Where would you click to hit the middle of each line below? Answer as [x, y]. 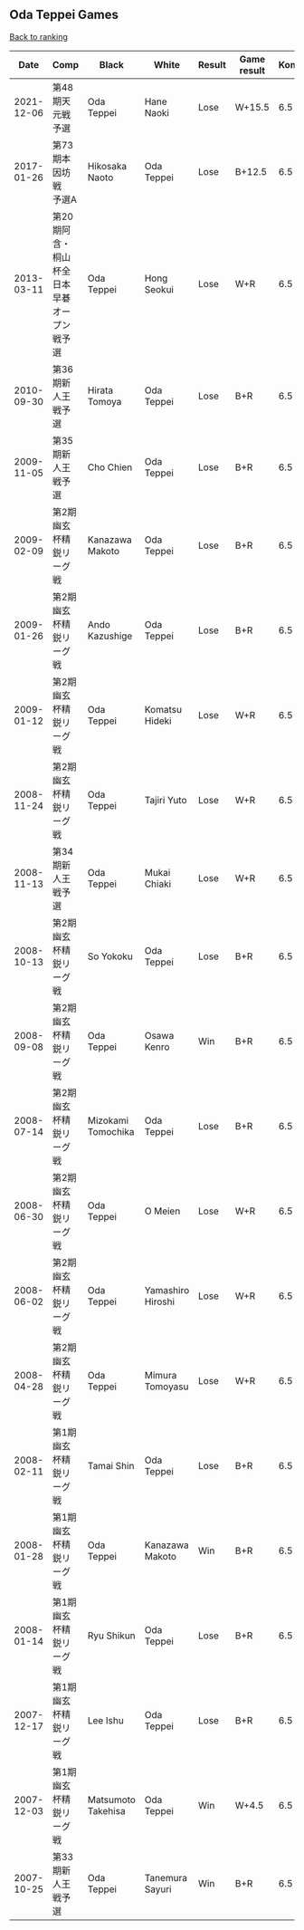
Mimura [161, 1375]
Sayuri [158, 1889]
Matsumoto [111, 1800]
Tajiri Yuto [166, 800]
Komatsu [163, 709]
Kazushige [110, 636]
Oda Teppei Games [64, 15]
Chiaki [158, 884]
